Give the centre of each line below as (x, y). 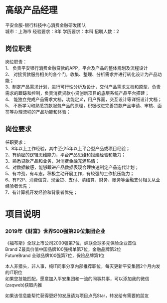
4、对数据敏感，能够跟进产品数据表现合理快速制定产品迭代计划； (72, 167)
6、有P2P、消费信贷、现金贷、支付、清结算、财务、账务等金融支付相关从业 (83, 180)
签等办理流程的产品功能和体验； (38, 112)
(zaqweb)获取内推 (24, 285)
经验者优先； (18, 186)
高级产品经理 (32, 10)
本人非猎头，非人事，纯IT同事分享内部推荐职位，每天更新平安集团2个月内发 (83, 266)
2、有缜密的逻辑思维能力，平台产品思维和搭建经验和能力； (66, 155)
